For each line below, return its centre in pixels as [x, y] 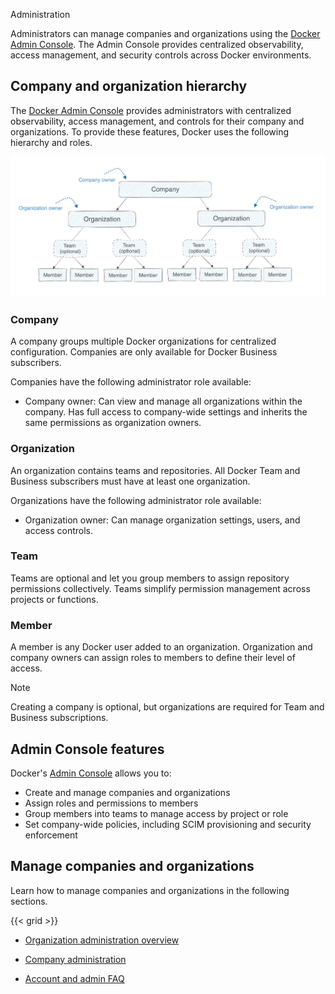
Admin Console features [87, 749]
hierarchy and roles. [51, 142]
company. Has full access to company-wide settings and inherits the [166, 412]
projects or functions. [54, 599]
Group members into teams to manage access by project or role [156, 813]
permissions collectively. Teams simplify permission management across [160, 588]
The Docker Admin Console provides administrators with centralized [151, 110]
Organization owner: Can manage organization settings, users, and [162, 520]
